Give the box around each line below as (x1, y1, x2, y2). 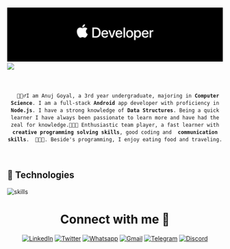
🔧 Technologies (7, 169, 75, 181)
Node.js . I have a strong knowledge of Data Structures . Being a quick (10, 107, 220, 114)
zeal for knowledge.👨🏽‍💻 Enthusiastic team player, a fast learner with (10, 121, 220, 128)
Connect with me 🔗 (60, 212, 170, 227)
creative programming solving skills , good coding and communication (12, 129, 218, 136)
